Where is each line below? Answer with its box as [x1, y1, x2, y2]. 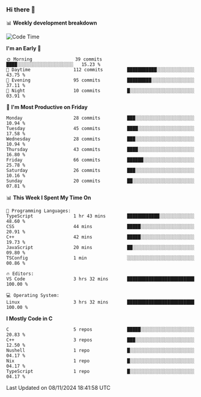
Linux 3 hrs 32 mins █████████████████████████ [6, 299, 195, 305]
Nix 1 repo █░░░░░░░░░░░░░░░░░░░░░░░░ [6, 358, 195, 364]
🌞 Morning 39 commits [6, 56, 103, 62]
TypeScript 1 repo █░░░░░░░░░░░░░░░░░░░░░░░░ [6, 368, 195, 375]
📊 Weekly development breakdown [6, 19, 97, 26]
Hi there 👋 [6, 5, 36, 14]
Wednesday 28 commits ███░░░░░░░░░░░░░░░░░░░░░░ [6, 136, 195, 143]
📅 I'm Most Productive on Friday [6, 104, 88, 111]
